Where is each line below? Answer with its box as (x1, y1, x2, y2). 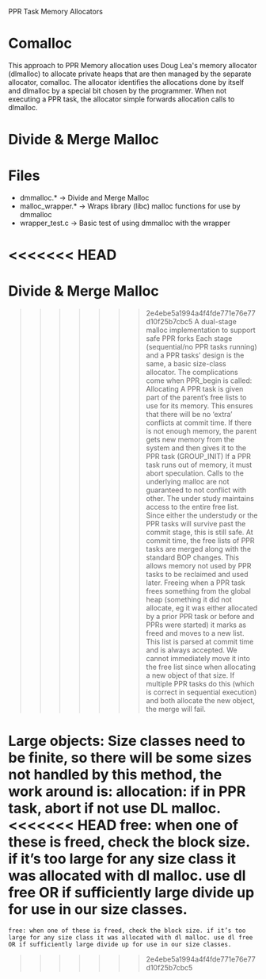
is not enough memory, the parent (146, 426, 257, 436)
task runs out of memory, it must (146, 460, 253, 470)
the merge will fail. (146, 705, 206, 714)
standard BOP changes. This (146, 553, 240, 562)
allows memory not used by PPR (146, 561, 252, 571)
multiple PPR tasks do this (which (146, 679, 255, 689)
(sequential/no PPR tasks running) (146, 342, 257, 352)
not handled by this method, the (8, 766, 222, 784)
